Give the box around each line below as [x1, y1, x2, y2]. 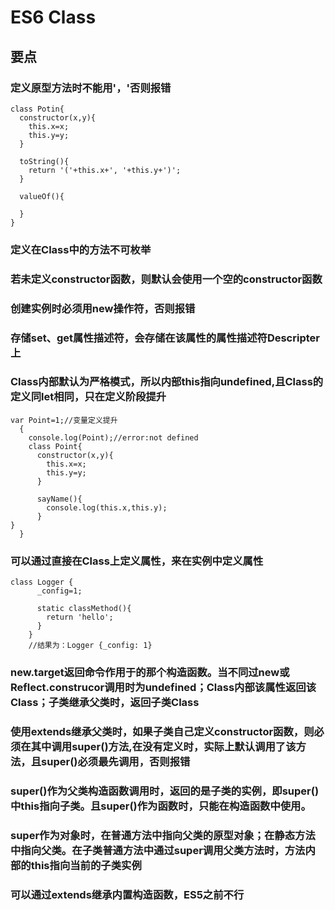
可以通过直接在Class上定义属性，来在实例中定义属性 [10, 554, 264, 568]
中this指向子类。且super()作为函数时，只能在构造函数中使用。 [10, 799, 312, 813]
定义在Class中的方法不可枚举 [10, 242, 152, 256]
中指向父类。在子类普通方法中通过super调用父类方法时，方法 [10, 843, 306, 857]
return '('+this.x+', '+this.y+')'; [28, 165, 182, 175]
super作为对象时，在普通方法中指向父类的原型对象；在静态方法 [10, 828, 316, 842]
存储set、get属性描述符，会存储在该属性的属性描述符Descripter [10, 331, 320, 345]
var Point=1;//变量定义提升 [10, 415, 118, 425]
